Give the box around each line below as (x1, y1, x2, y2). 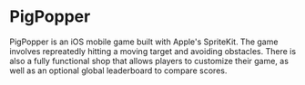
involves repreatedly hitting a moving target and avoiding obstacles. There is (9, 45, 297, 56)
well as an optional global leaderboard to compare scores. (9, 65, 228, 76)
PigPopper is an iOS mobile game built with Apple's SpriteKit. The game (9, 36, 279, 47)
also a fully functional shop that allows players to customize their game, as (9, 55, 290, 66)
